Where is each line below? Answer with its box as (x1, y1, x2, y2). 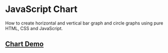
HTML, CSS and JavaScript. (5, 25, 63, 31)
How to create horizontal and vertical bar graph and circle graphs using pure (5, 20, 163, 26)
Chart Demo (5, 40, 44, 48)
